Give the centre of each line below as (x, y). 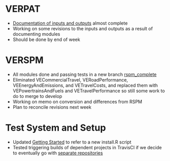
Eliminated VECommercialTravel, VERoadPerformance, (70, 79)
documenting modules (36, 34)
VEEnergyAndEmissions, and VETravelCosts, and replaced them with (85, 85)
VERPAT (23, 9)
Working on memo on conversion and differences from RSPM (77, 102)
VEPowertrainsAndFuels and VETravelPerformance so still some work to (89, 91)
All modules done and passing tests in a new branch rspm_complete (85, 74)
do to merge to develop (37, 96)
